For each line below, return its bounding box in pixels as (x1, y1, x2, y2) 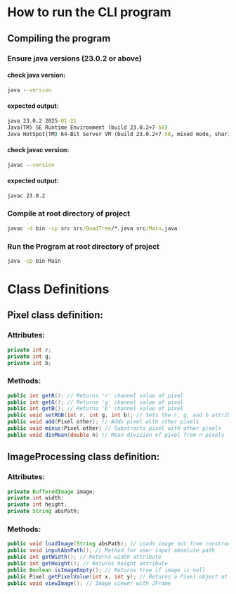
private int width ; (7, 495, 65, 502)
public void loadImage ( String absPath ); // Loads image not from (7, 540, 202, 547)
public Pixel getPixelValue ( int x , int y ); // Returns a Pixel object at (7, 573, 228, 580)
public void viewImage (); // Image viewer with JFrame (7, 579, 171, 587)
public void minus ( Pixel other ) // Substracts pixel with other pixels (7, 425, 221, 432)
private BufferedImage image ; (7, 488, 96, 495)
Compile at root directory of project (7, 209, 131, 218)
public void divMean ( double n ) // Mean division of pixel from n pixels (7, 431, 225, 438)
